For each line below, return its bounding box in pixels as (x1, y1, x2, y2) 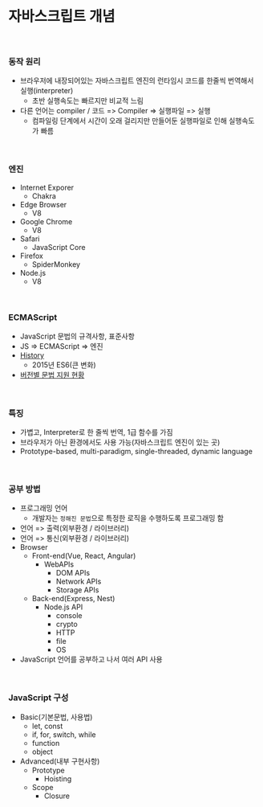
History (19, 350, 45, 360)
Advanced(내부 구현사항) (19, 756, 100, 766)
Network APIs (55, 576, 102, 587)
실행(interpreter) (19, 86, 74, 96)
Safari (19, 234, 40, 244)
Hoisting (43, 773, 72, 784)
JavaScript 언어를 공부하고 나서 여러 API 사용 (19, 654, 163, 664)
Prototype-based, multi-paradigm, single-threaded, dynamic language (19, 447, 253, 457)
